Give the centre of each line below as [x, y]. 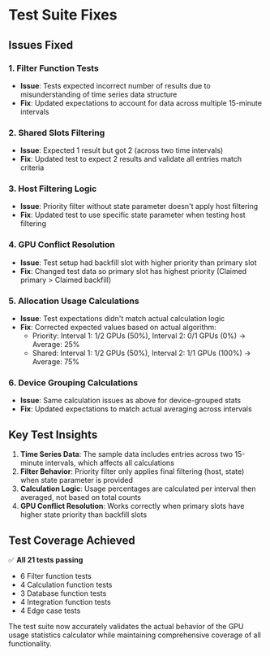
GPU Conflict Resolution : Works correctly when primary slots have [132, 506]
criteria [32, 167]
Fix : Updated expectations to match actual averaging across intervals [136, 409]
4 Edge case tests [50, 610]
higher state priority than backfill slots [84, 515]
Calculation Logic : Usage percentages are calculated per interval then [138, 489]
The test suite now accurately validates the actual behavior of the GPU [126, 626]
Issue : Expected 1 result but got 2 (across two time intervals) [122, 150]
